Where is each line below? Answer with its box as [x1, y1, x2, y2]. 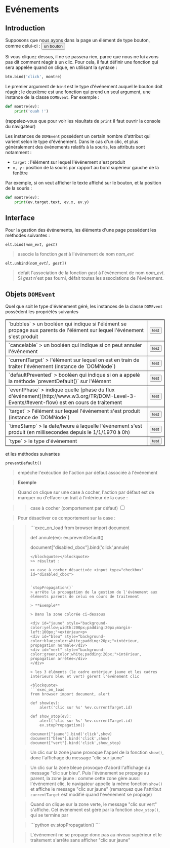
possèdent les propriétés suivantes [5, 309, 78, 315]
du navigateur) [5, 123, 36, 129]
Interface [5, 213, 35, 222]
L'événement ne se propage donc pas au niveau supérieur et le [30, 832, 162, 837]
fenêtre [12, 170, 28, 176]
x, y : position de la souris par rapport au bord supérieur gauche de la [12, 164, 159, 170]
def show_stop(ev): [30, 714, 72, 719]
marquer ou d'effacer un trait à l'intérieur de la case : [17, 495, 128, 500]
